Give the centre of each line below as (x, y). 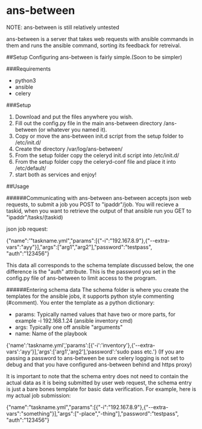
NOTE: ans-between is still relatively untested (63, 27)
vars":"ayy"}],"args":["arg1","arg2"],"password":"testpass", (79, 247)
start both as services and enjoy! (55, 174)
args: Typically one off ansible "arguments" (69, 327)
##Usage (18, 186)
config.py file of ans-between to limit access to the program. (81, 278)
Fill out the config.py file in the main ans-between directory (89, 123)
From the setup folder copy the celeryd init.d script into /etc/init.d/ (97, 155)
